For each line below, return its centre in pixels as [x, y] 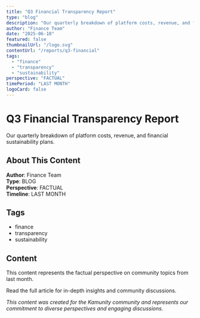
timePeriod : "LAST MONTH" [38, 84]
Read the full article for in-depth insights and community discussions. [91, 291]
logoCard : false [26, 89]
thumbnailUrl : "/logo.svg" [40, 45]
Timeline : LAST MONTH [36, 194]
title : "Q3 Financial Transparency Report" [61, 12]
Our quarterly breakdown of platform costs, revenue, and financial [87, 135]
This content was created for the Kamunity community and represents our [97, 302]
